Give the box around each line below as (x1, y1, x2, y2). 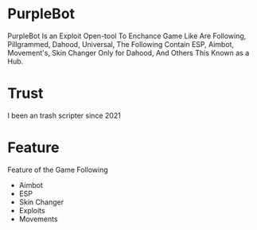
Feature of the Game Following (7, 165, 108, 174)
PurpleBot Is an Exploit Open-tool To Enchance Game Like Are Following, (7, 31, 247, 41)
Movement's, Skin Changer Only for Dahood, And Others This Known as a (7, 48, 250, 57)
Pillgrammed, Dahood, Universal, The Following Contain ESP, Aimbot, (7, 39, 235, 49)
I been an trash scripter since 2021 (7, 111, 121, 120)
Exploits (18, 205, 45, 215)
